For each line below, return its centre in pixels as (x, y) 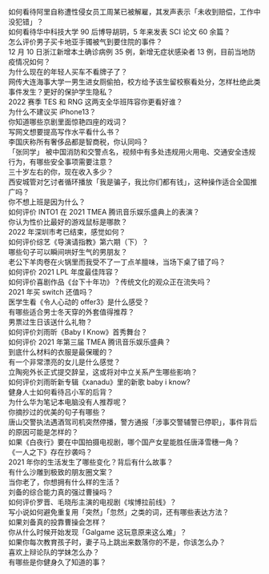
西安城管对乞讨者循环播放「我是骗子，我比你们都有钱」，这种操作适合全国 (129, 182)
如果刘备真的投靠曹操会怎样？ (57, 522)
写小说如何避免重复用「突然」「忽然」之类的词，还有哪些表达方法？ (119, 512)
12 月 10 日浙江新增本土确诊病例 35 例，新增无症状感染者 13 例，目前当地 (128, 52)
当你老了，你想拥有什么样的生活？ (64, 482)
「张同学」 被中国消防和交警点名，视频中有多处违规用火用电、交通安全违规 (132, 152)
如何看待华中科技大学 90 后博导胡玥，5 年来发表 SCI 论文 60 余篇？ (119, 32)
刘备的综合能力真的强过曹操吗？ (61, 492)
